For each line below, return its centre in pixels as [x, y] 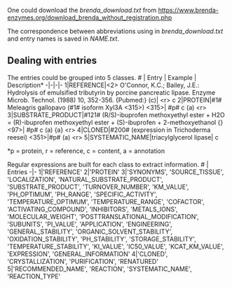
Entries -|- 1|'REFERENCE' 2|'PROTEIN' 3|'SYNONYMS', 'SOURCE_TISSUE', [116, 172]
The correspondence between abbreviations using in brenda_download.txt [115, 31]
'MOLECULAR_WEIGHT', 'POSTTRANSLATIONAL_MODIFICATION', [103, 216]
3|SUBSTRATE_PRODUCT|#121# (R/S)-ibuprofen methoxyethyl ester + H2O [116, 114]
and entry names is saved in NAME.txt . [63, 39]
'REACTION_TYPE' [34, 276]
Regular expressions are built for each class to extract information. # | [108, 164]
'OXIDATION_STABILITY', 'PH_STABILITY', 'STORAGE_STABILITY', [102, 239]
